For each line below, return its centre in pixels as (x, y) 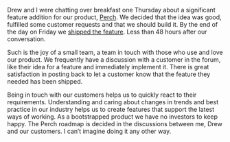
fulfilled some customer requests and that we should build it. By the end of (113, 24)
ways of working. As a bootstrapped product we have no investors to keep (113, 117)
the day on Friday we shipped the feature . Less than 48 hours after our (107, 32)
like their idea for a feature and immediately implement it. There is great (108, 67)
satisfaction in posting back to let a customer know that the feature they (109, 74)
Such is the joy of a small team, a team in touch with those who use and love (115, 52)
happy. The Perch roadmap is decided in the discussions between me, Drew (115, 124)
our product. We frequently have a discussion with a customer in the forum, (114, 60)
